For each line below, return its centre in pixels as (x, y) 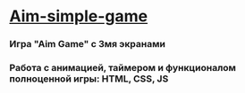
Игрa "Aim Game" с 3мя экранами (87, 44)
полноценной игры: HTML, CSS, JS (89, 79)
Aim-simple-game (79, 16)
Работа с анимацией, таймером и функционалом (123, 68)
